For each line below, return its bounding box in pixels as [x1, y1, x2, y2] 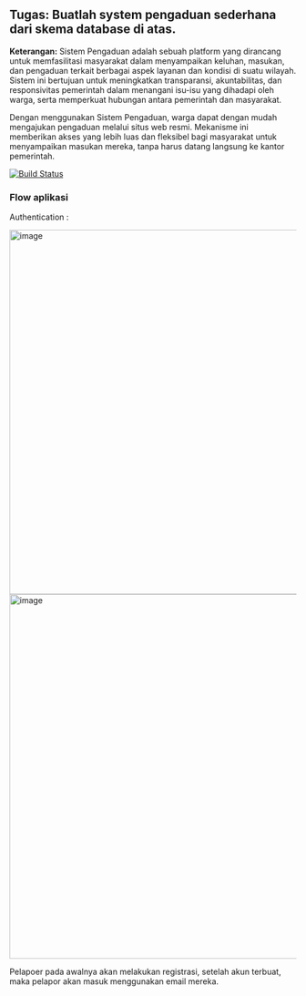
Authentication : [9, 211, 69, 222]
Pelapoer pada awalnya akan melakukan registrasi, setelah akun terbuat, [9, 966, 281, 978]
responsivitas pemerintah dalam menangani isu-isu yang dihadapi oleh [9, 84, 275, 95]
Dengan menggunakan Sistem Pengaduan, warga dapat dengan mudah [9, 111, 278, 122]
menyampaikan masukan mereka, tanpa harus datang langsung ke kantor [9, 140, 285, 151]
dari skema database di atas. [9, 22, 177, 37]
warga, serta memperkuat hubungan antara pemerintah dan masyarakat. [9, 94, 282, 105]
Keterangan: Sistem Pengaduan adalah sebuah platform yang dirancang [9, 46, 281, 56]
